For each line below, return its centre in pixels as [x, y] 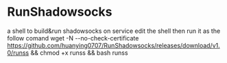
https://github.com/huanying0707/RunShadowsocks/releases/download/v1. [114, 45]
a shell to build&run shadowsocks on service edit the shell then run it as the [114, 31]
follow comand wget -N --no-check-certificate [73, 38]
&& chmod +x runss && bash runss [79, 53]
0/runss [18, 53]
